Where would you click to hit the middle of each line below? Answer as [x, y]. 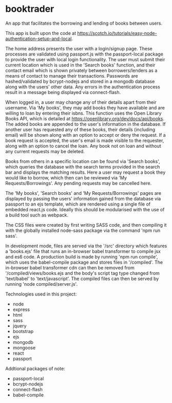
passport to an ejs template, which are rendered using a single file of [78, 204]
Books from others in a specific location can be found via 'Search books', [83, 161]
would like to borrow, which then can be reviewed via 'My [66, 177]
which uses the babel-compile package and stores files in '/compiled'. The [84, 262]
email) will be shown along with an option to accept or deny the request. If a [85, 135]
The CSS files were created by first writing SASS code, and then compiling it [86, 225]
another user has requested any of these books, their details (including [80, 130]
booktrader [30, 9]
